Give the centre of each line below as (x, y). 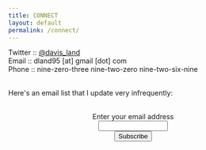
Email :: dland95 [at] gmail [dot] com (68, 61)
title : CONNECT (33, 15)
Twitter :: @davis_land (44, 53)
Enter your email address (133, 117)
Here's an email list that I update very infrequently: (90, 93)
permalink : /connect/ (44, 30)
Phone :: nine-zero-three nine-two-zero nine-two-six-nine (103, 69)
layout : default (35, 23)
